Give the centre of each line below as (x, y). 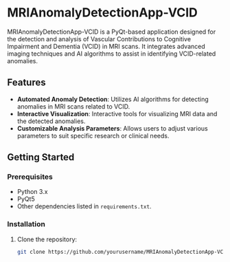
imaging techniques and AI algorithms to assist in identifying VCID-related (112, 54)
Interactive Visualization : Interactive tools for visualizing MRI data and (117, 113)
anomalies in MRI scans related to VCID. (73, 106)
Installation (26, 224)
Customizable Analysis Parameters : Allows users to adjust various (112, 128)
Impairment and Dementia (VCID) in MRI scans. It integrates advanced (106, 46)
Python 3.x (32, 192)
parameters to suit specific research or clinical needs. (93, 135)
